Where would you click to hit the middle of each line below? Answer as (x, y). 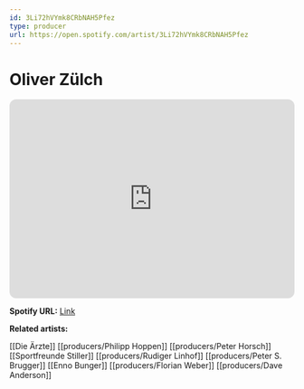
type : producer (38, 26)
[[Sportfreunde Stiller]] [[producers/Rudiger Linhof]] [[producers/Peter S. (146, 356)
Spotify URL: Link (43, 311)
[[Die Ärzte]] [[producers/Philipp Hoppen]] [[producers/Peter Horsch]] (140, 346)
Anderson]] (31, 375)
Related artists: (39, 329)
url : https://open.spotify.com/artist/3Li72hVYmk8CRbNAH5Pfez (129, 34)
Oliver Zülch (57, 79)
